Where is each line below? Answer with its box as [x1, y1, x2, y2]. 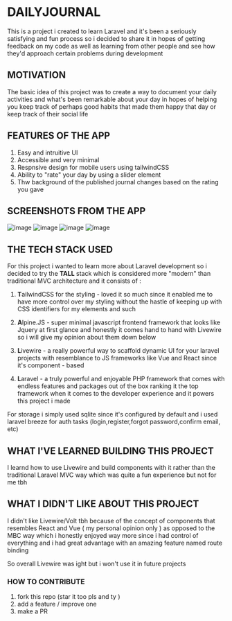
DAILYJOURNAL [7, 4, 101, 20]
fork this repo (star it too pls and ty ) [17, 593, 121, 601]
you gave [17, 185, 44, 193]
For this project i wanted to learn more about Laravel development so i [7, 262, 208, 270]
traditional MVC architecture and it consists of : [7, 277, 142, 285]
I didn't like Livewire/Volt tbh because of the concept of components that [7, 516, 215, 525]
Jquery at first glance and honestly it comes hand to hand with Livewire [17, 326, 222, 334]
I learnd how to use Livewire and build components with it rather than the [7, 464, 216, 471]
